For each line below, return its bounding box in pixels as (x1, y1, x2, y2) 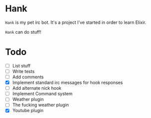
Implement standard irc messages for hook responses (12, 80, 123, 86)
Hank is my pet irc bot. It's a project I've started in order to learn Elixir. (5, 19, 147, 25)
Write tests (12, 68, 35, 74)
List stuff (12, 62, 31, 68)
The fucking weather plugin (12, 102, 69, 108)
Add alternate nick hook (12, 85, 62, 91)
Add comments (12, 74, 44, 80)
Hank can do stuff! (5, 29, 41, 35)
